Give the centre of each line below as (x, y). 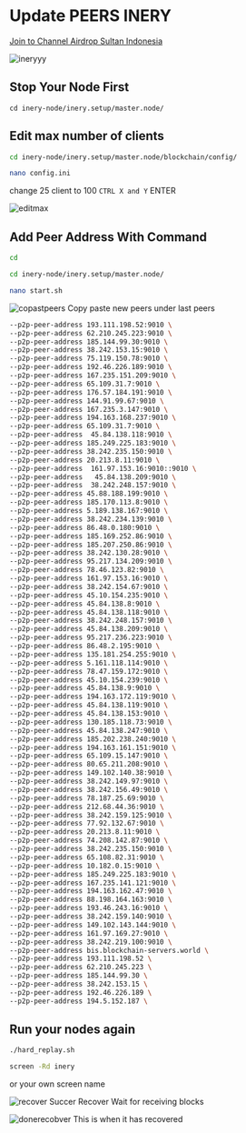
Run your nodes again (73, 1030)
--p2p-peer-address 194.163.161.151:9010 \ (93, 747)
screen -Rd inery (42, 1067)
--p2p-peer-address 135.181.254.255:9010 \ (93, 654)
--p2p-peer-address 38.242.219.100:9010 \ (91, 942)
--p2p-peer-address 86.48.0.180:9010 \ (85, 527)
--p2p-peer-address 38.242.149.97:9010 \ (89, 781)
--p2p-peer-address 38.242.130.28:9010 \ (89, 553)
